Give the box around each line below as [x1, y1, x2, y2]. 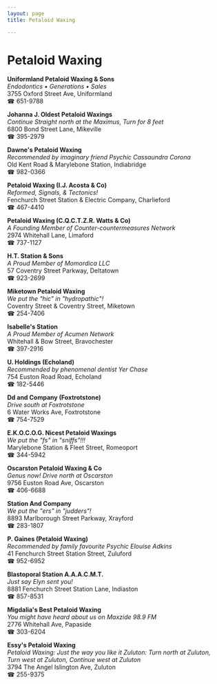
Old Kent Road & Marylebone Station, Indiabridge [7, 160, 147, 169]
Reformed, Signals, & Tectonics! [7, 188, 99, 197]
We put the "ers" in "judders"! [7, 507, 92, 515]
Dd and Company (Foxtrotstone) [7, 393, 101, 402]
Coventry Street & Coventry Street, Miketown [7, 302, 136, 311]
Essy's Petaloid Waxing [7, 641, 76, 649]
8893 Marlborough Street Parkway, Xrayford [7, 514, 134, 522]
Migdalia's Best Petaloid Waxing [7, 605, 101, 614]
